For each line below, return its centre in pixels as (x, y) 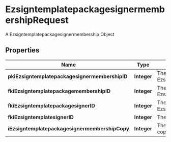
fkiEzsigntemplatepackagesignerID (51, 105)
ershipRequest (37, 20)
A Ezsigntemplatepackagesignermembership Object (60, 34)
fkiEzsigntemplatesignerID (41, 117)
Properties (22, 50)
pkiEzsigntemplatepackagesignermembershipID (68, 76)
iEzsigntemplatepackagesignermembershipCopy (69, 128)
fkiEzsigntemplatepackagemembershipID (59, 91)
